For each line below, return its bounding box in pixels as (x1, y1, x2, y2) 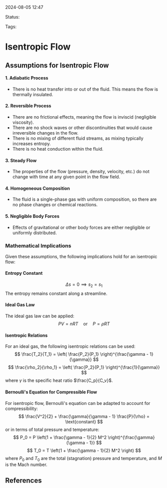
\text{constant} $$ (64, 418, 103, 424)
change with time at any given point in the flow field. (12, 174, 120, 180)
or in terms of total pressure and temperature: (5, 426, 99, 432)
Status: (5, 14, 20, 20)
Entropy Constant (5, 270, 43, 276)
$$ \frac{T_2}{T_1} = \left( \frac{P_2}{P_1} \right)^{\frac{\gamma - (14, 351, 149, 357)
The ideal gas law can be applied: (5, 313, 74, 319)
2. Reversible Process (5, 103, 51, 109)
